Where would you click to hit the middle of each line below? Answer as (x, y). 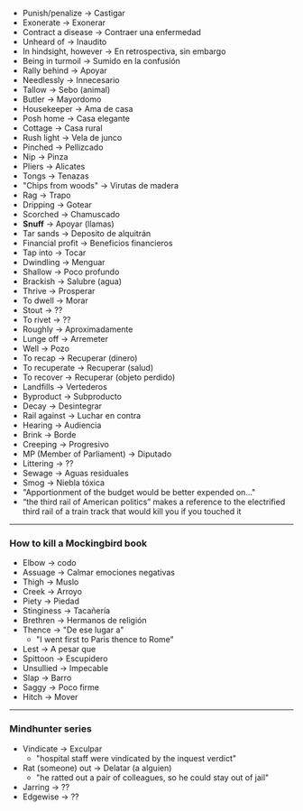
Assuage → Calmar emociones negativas (99, 573)
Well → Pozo (46, 348)
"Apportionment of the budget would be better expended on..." (139, 492)
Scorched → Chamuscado (71, 214)
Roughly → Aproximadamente (78, 329)
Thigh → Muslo (50, 582)
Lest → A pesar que (59, 650)
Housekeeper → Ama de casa (78, 109)
